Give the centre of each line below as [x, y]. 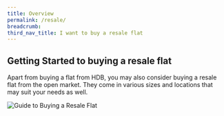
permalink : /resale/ [37, 20]
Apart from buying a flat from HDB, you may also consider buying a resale [112, 77]
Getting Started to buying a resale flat [90, 60]
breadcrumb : [24, 26]
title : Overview [30, 13]
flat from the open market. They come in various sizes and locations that [110, 85]
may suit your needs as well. [48, 92]
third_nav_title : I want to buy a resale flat [75, 33]
